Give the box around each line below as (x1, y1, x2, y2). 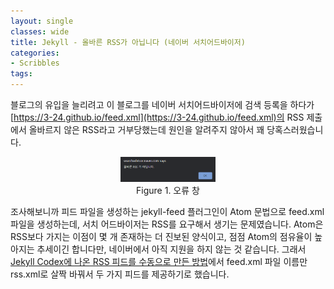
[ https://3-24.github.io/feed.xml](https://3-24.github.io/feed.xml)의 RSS (10, 111, 305, 123)
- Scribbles (10, 58, 60, 69)
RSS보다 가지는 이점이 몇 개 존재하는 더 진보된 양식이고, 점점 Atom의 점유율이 (10, 230, 313, 242)
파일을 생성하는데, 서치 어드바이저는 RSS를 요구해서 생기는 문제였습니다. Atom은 (10, 218, 324, 230)
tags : (10, 69, 33, 79)
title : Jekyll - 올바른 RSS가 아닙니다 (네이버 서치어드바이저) (10, 37, 246, 47)
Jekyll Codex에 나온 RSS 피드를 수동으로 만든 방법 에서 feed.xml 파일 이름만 (10, 255, 308, 267)
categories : (10, 48, 60, 58)
